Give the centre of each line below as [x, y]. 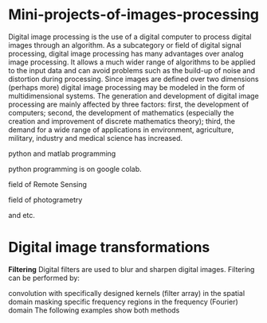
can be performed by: [44, 278]
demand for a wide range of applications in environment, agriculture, [121, 130]
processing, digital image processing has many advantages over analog [126, 53]
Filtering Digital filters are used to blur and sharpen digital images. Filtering [132, 269]
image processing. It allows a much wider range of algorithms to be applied [132, 62]
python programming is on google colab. [75, 169]
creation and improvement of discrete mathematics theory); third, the [122, 121]
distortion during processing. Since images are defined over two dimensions [133, 79]
